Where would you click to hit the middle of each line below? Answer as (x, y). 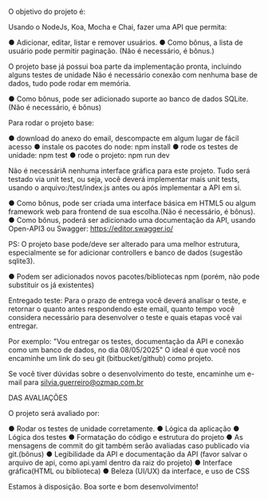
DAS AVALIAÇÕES (38, 398)
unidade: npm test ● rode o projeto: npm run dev (89, 155)
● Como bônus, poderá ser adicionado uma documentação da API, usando (132, 220)
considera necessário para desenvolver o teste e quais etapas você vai (125, 317)
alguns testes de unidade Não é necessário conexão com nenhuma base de (133, 75)
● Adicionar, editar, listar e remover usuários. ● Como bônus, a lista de (126, 42)
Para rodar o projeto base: (51, 123)
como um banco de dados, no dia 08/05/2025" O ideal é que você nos (124, 350)
